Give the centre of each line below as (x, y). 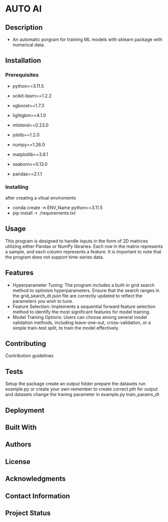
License (18, 462)
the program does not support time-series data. (55, 257)
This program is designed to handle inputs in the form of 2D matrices (77, 241)
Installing (17, 187)
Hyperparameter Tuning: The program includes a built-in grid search (83, 285)
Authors (18, 445)
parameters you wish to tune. (43, 301)
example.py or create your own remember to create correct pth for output (81, 389)
